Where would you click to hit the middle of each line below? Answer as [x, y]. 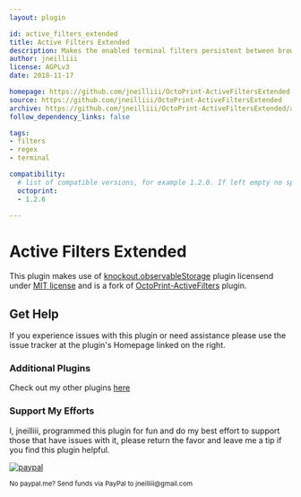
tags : [19, 133]
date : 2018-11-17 [42, 76]
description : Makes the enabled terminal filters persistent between [142, 50]
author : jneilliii [43, 59]
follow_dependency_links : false [69, 117]
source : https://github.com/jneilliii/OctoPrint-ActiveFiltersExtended [146, 100]
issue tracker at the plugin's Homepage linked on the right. [117, 345]
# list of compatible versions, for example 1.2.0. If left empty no [150, 182]
